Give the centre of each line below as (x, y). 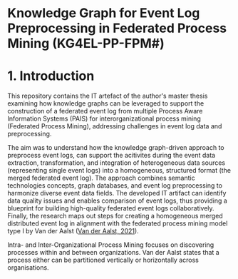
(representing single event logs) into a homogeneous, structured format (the (119, 171)
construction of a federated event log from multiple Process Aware (105, 111)
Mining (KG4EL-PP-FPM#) (86, 44)
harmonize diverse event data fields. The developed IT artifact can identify (117, 193)
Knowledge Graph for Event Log (104, 13)
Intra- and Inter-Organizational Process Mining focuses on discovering (111, 245)
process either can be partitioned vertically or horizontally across (103, 260)
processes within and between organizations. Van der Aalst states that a (113, 253)
